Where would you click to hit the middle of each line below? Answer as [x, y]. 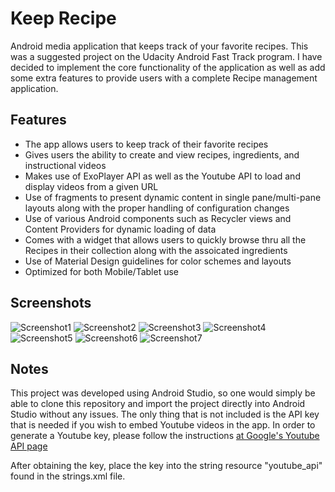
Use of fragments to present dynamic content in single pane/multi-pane [173, 197]
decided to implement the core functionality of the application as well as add [168, 67]
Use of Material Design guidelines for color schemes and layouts [158, 261]
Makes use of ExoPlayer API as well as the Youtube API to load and [162, 176]
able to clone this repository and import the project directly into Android [158, 404]
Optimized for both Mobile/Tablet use [101, 271]
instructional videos [65, 165]
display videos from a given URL [91, 186]
